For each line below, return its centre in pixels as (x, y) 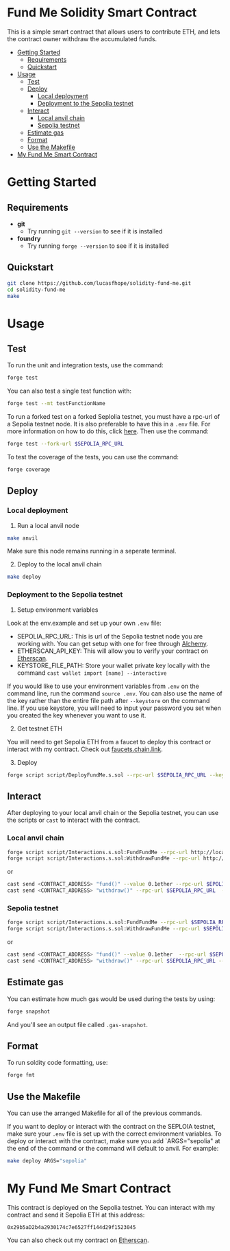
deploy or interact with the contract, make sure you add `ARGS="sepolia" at (114, 1141)
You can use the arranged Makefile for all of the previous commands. (105, 1113)
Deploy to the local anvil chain (60, 564)
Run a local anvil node (48, 525)
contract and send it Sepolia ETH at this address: (76, 1215)
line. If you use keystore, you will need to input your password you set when (114, 708)
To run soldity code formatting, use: (57, 1063)
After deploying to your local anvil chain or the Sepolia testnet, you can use (113, 813)
